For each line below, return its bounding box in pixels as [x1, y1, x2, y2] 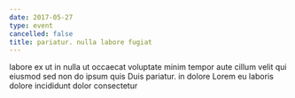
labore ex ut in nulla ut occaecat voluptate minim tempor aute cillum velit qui [9, 62, 287, 72]
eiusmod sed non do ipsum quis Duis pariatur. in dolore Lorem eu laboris [9, 72, 275, 82]
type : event [9, 21, 53, 30]
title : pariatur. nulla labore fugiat [9, 37, 152, 47]
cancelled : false [9, 29, 74, 38]
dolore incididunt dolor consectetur [9, 80, 138, 91]
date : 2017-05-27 [9, 12, 74, 22]
